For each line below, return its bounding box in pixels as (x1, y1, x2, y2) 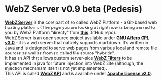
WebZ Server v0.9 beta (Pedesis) (5, 3, 143, 14)
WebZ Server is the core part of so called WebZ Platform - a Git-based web (5, 19, 157, 25)
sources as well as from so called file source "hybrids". (5, 50, 115, 56)
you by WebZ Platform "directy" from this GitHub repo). (5, 29, 117, 35)
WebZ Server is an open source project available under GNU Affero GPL (5, 35, 150, 40)
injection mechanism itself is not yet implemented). (5, 65, 107, 71)
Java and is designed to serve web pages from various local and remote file (5, 45, 157, 51)
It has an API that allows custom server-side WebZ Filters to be (5, 55, 132, 61)
